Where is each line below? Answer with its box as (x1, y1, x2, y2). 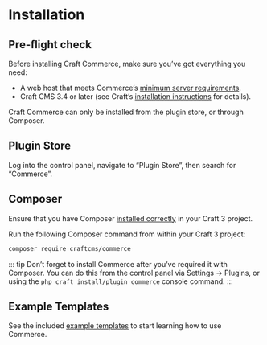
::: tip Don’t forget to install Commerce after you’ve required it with (8, 259, 228, 269)
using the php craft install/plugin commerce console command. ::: (8, 276, 233, 286)
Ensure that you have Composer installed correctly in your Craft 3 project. (8, 213, 253, 223)
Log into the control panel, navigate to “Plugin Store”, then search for (8, 160, 236, 170)
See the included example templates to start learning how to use (8, 321, 222, 331)
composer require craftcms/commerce (8, 244, 131, 253)
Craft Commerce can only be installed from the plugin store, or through (8, 107, 244, 117)
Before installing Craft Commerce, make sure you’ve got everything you (8, 59, 246, 68)
